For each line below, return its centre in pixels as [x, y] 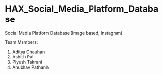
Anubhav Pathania [31, 67]
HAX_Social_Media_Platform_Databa [82, 9]
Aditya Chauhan [28, 52]
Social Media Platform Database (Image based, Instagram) [64, 33]
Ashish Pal [23, 56]
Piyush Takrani [27, 62]
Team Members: [22, 42]
